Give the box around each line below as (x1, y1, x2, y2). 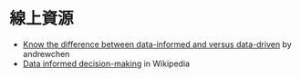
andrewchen (22, 48, 70, 59)
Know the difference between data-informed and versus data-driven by (22, 38, 292, 50)
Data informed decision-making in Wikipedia (22, 58, 190, 69)
